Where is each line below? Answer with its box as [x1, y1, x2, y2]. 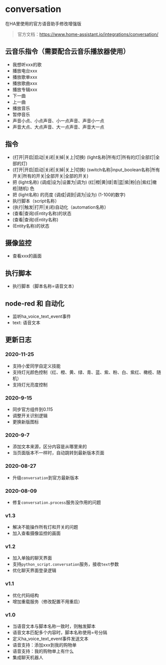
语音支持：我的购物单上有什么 [12, 648, 74, 655]
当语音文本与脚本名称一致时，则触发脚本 [12, 623, 96, 630]
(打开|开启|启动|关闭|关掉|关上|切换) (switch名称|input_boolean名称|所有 [12, 166, 161, 173]
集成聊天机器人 [12, 655, 43, 661]
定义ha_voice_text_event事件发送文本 [12, 636, 89, 642]
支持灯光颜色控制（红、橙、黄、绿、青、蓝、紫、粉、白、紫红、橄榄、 [12, 369, 157, 375]
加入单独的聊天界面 [12, 555, 52, 561]
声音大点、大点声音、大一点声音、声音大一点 [12, 124, 105, 130]
